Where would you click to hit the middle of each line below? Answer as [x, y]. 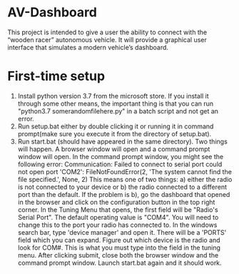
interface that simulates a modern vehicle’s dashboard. [88, 47]
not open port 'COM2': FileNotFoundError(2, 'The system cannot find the [124, 171]
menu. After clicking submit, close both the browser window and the [118, 255]
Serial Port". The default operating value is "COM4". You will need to [118, 217]
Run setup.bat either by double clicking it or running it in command [116, 126]
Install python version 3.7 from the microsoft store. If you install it [113, 96]
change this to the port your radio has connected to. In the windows [117, 225]
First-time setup [56, 76]
